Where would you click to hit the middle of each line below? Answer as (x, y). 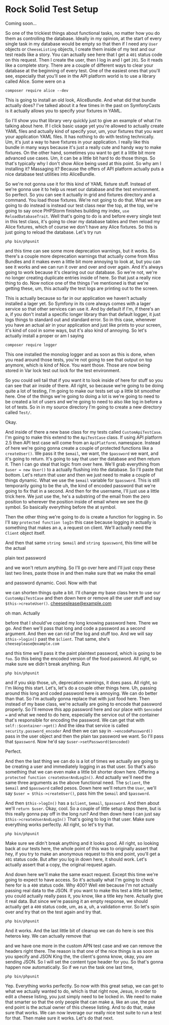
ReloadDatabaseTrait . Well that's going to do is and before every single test (83, 216)
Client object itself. (25, 533)
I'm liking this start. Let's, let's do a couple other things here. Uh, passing (81, 688)
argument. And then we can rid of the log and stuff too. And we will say (79, 633)
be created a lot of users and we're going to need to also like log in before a (84, 401)
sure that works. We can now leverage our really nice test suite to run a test (83, 1012)
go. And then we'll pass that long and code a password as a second (75, 628)
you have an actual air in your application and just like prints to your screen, (83, 325)
